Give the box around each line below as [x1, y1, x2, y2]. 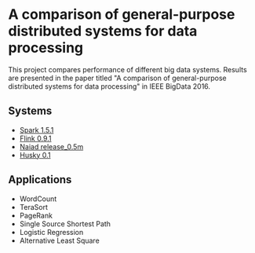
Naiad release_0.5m [19, 141, 84, 151]
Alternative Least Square [19, 236, 100, 245]
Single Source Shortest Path [19, 218, 111, 229]
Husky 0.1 [19, 150, 51, 159]
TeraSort [19, 202, 49, 211]
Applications [8, 173, 72, 186]
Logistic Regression [19, 227, 84, 236]
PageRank [19, 211, 53, 220]
